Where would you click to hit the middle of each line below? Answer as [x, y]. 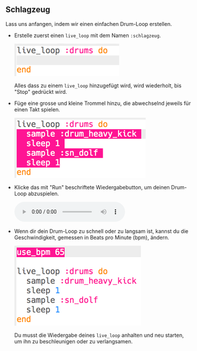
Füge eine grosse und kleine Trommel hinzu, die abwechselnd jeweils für [102, 103]
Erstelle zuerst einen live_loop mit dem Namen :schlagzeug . [88, 35]
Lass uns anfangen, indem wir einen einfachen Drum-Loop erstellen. [89, 24]
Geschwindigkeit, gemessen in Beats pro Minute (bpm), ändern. [91, 237]
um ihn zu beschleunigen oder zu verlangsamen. [73, 341]
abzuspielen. [44, 193]
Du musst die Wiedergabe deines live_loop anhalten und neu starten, [99, 335]
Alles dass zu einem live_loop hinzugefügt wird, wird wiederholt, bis [98, 86]
